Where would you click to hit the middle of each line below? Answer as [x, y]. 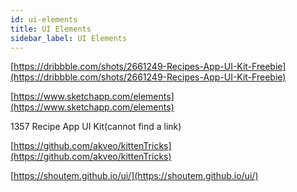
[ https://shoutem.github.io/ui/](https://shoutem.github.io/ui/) [134, 176]
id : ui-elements [44, 19]
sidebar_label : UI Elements [69, 38]
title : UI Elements [51, 29]
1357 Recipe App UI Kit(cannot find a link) [96, 127]
